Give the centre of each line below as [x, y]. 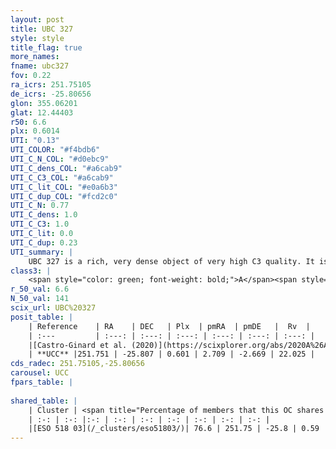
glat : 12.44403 [42, 112]
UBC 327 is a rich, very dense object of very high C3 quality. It [171, 261]
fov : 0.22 [31, 76]
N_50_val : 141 [40, 299]
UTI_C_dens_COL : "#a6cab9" [66, 168]
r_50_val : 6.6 [40, 289]
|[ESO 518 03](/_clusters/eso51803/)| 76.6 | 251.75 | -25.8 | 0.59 [174, 429]
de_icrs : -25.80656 [51, 94]
